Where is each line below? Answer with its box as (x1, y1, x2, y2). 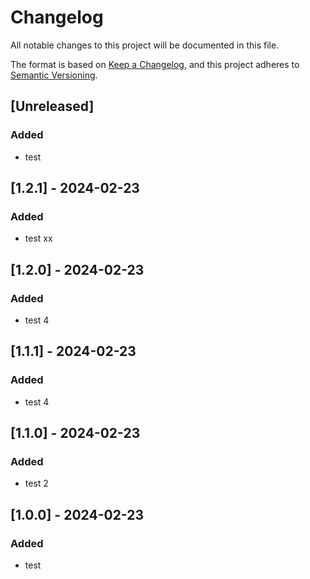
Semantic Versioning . (10, 69, 98, 81)
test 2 (24, 477, 49, 490)
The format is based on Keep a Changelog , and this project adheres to (10, 58, 300, 70)
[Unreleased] (10, 98, 95, 115)
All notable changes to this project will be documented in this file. (10, 39, 280, 51)
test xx (24, 232, 53, 245)
